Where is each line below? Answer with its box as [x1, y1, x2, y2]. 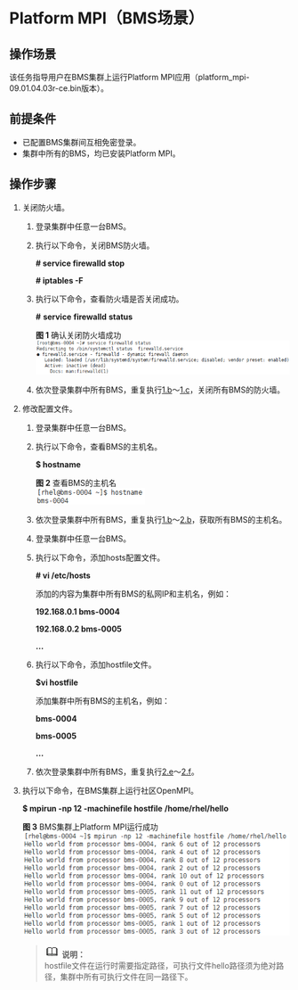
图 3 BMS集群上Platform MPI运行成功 [21, 821, 158, 832]
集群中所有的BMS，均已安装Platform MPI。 [21, 148, 181, 159]
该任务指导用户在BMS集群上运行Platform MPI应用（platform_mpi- [9, 72, 250, 82]
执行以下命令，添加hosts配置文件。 [35, 552, 165, 563]
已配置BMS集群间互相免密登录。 [21, 136, 141, 147]
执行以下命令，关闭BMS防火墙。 [35, 240, 155, 251]
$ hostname [35, 459, 82, 470]
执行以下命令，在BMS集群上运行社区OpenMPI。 [21, 786, 198, 796]
